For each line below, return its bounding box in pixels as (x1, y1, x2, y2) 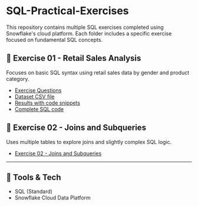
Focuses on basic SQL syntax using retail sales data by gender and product (6, 69, 190, 76)
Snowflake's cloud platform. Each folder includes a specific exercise (6, 30, 172, 37)
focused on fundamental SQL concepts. (6, 36, 103, 43)
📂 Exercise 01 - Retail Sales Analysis (6, 53, 141, 63)
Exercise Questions (14, 87, 62, 94)
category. (6, 75, 29, 82)
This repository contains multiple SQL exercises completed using (6, 24, 164, 31)
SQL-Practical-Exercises (6, 4, 129, 18)
